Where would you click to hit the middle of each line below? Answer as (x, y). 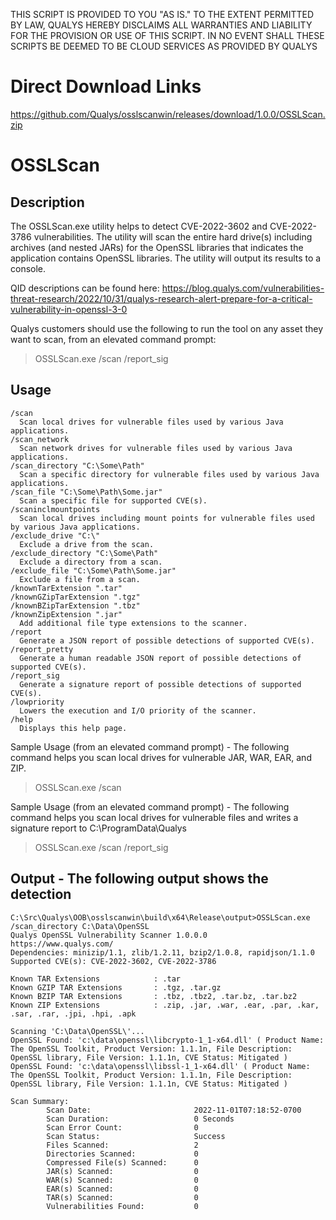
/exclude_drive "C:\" (55, 535)
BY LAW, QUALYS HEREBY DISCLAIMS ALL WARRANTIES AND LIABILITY (161, 25)
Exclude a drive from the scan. (87, 544)
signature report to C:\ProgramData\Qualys (98, 828)
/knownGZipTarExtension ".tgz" (75, 597)
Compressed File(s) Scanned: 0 (122, 1162)
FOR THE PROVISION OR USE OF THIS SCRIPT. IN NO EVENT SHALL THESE (167, 35)
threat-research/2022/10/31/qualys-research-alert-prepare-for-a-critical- (161, 298)
